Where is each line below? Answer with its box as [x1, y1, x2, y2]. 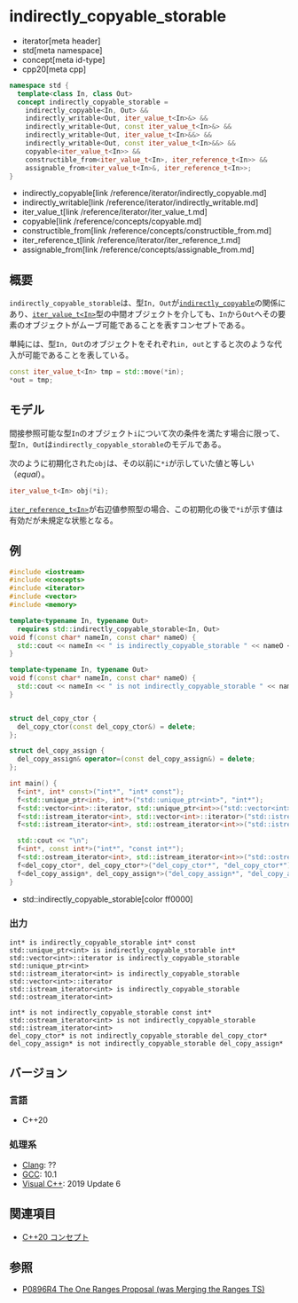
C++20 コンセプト [21, 1231, 90, 1242]
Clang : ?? [21, 1159, 57, 1170]
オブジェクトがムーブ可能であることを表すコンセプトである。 [24, 320, 250, 330]
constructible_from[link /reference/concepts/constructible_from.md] [21, 225, 272, 236]
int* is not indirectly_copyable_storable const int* [9, 1007, 213, 1017]
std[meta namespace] [21, 44, 103, 55]
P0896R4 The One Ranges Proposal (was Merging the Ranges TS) [21, 1284, 265, 1295]
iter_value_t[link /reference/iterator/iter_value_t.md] [21, 207, 208, 217]
